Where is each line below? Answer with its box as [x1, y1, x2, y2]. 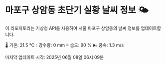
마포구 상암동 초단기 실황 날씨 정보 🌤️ [5, 4, 149, 16]
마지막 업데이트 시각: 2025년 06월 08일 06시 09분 [5, 54, 104, 60]
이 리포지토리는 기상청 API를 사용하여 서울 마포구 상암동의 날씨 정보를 [5, 25, 140, 31]
